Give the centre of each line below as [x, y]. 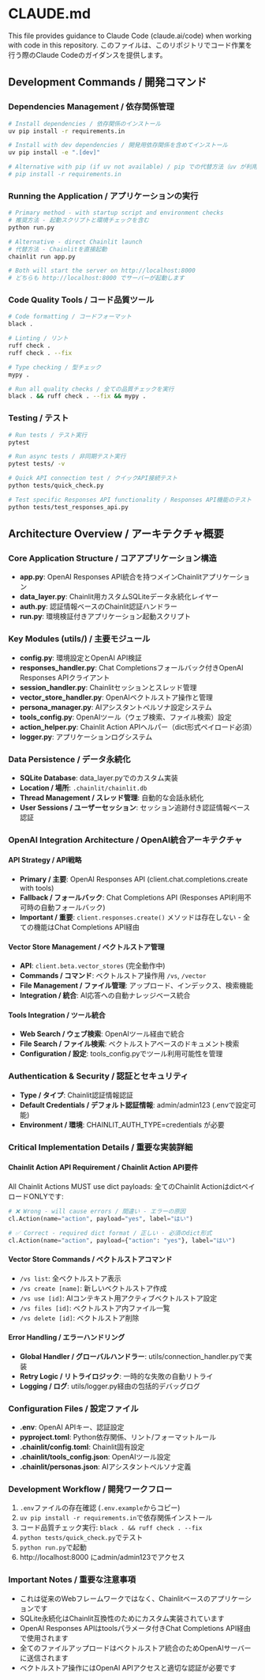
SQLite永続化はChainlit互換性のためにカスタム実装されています [122, 1618]
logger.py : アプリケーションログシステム [86, 737]
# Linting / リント [38, 338]
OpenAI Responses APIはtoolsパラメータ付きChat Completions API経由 [135, 1628]
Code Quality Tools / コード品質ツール [81, 300]
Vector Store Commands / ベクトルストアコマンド [90, 1259]
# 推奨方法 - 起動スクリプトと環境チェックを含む [79, 221]
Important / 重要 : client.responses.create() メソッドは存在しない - [131, 917]
